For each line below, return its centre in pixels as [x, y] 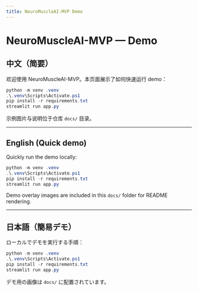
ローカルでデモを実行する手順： [45, 242]
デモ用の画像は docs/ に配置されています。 [58, 282]
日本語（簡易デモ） [41, 227]
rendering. [19, 202]
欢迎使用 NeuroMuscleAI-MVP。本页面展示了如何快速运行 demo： [87, 79]
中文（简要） [29, 64]
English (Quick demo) [47, 143]
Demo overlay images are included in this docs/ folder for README [87, 195]
